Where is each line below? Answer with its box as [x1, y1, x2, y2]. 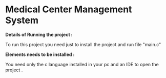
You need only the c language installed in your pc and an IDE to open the [5, 61, 159, 67]
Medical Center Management [5, 4, 132, 15]
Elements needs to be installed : [5, 51, 75, 57]
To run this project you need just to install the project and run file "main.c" [5, 41, 161, 47]
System [5, 14, 39, 26]
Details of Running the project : [5, 31, 73, 37]
